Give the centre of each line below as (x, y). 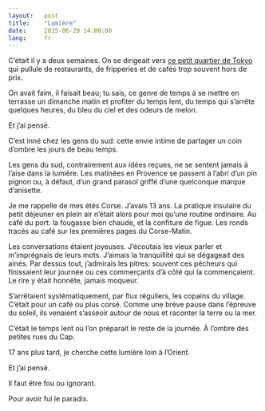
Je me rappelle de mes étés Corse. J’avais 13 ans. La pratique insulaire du (130, 206)
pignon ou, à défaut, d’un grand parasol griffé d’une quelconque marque (127, 182)
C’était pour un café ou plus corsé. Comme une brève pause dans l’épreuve (132, 305)
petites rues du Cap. (42, 337)
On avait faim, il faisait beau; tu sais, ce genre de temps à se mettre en (124, 93)
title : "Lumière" (43, 23)
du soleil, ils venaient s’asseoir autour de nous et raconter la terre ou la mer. (133, 313)
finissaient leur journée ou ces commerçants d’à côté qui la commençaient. (132, 272)
